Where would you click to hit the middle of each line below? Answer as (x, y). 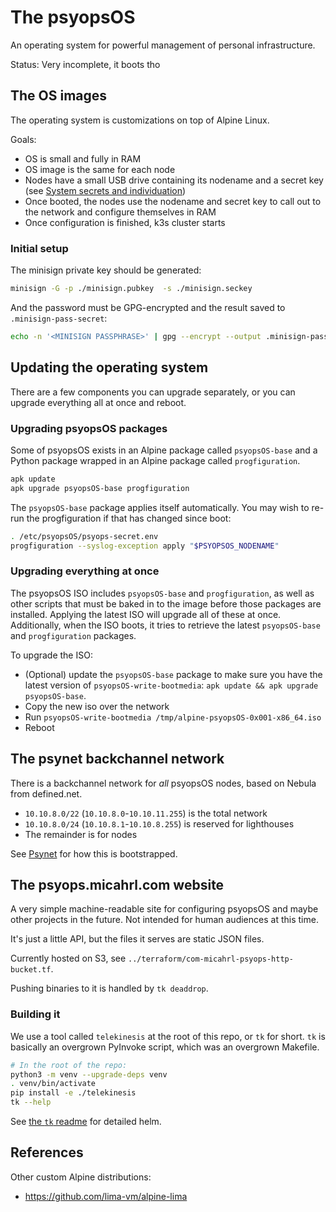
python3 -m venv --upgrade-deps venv (89, 1074)
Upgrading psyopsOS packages (89, 428)
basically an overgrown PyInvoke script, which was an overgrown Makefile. (165, 1047)
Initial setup (39, 248)
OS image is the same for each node (100, 169)
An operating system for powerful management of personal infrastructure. (163, 45)
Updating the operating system (109, 367)
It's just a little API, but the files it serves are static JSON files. (137, 939)
